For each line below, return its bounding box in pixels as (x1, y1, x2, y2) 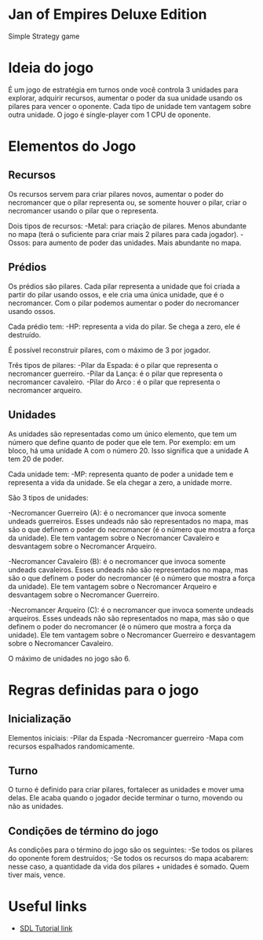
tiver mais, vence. (8, 870, 66, 880)
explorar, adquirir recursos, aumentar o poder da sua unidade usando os (8, 93, 243, 103)
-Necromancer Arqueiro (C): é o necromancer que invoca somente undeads (8, 605, 254, 614)
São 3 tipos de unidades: (8, 493, 89, 502)
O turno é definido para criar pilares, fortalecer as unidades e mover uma (8, 785, 245, 794)
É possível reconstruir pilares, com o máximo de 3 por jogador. (8, 345, 211, 355)
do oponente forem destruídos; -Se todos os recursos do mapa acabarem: (8, 854, 249, 863)
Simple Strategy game (8, 31, 80, 41)
